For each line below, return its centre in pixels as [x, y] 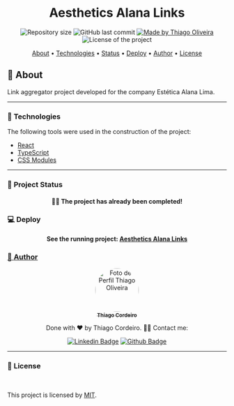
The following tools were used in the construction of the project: [99, 132]
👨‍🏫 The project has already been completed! [117, 201]
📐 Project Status [35, 184]
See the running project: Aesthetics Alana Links [117, 239]
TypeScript [33, 153]
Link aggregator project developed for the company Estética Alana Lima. [111, 91]
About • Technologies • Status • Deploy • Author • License [117, 53]
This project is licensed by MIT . [52, 395]
